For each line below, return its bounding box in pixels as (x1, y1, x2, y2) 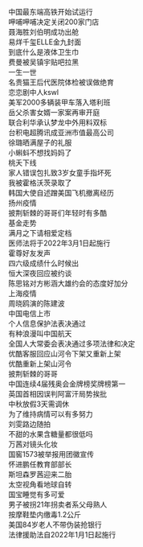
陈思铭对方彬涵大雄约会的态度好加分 (8, 278, 129, 288)
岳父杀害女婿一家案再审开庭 (8, 108, 100, 117)
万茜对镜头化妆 (8, 439, 58, 449)
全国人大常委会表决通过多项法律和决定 (8, 339, 135, 348)
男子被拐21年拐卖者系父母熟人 (8, 500, 108, 509)
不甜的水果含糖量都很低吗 (8, 430, 93, 438)
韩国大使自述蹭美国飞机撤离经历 (8, 188, 114, 197)
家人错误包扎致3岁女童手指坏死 (8, 168, 112, 177)
